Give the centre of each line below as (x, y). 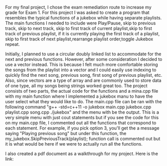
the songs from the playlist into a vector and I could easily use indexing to (81, 70)
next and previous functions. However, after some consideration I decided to (84, 59)
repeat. (12, 44)
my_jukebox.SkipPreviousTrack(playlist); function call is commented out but (83, 139)
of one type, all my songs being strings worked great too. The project (77, 86)
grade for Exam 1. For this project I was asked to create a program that (77, 12)
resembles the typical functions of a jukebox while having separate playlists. (83, 18)
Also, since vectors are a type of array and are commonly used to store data (83, 80)
